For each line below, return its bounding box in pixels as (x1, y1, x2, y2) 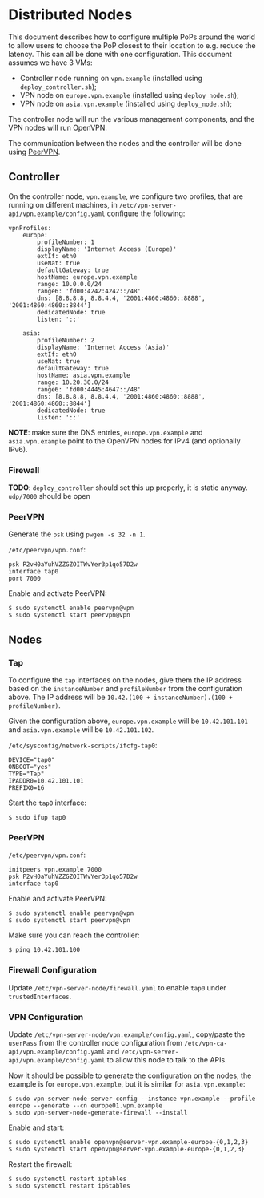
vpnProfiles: (8, 224, 52, 232)
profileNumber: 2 (37, 336, 94, 344)
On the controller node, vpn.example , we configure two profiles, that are (8, 191, 244, 201)
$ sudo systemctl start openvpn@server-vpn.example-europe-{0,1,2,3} (8, 1145, 246, 1153)
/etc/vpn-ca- (183, 1039, 228, 1047)
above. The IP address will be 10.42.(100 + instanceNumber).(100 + (8, 692, 234, 702)
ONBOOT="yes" (8, 763, 52, 771)
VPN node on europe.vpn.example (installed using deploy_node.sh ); (19, 90, 240, 99)
